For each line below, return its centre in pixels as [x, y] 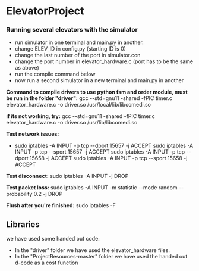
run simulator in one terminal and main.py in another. [79, 42]
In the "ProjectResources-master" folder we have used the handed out [101, 257]
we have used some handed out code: [53, 239]
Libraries [23, 224]
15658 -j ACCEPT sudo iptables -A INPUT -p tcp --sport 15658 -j [108, 158]
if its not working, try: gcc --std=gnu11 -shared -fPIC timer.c [81, 116]
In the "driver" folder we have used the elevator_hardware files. [92, 250]
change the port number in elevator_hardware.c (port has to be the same [104, 61]
